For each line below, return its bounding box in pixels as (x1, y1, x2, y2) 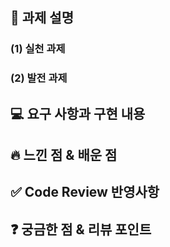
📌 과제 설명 (10, 9, 75, 27)
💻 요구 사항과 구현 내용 (10, 105, 146, 122)
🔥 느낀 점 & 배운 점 (10, 147, 118, 164)
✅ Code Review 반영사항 (10, 184, 160, 201)
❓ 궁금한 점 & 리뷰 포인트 (10, 221, 152, 238)
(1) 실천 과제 (10, 42, 66, 56)
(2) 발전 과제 (10, 71, 68, 85)
